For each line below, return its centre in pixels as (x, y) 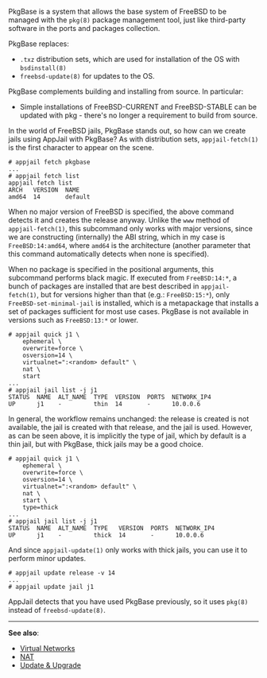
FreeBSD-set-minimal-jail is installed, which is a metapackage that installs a (133, 303)
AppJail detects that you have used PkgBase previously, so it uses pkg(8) (128, 602)
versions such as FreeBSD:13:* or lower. (74, 320)
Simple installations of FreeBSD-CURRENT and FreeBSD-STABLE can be (138, 107)
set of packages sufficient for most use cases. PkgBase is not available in (128, 312)
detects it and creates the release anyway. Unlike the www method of (119, 220)
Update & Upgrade (50, 665)
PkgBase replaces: (39, 44)
